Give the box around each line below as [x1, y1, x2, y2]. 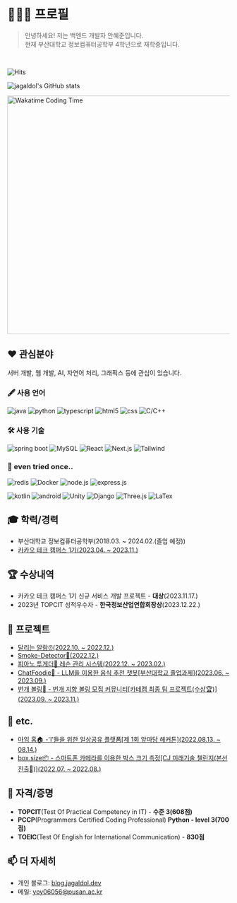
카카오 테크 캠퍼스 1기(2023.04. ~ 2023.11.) [17, 545, 139, 555]
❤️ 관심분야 [7, 348, 54, 360]
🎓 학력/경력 [7, 514, 59, 526]
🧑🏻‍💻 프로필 [7, 6, 69, 23]
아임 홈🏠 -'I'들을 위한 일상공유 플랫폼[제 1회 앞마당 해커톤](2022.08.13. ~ [17, 735, 221, 743]
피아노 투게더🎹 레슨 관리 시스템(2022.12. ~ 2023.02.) [17, 660, 166, 668]
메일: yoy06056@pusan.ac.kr [17, 887, 103, 896]
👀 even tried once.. [7, 462, 73, 472]
